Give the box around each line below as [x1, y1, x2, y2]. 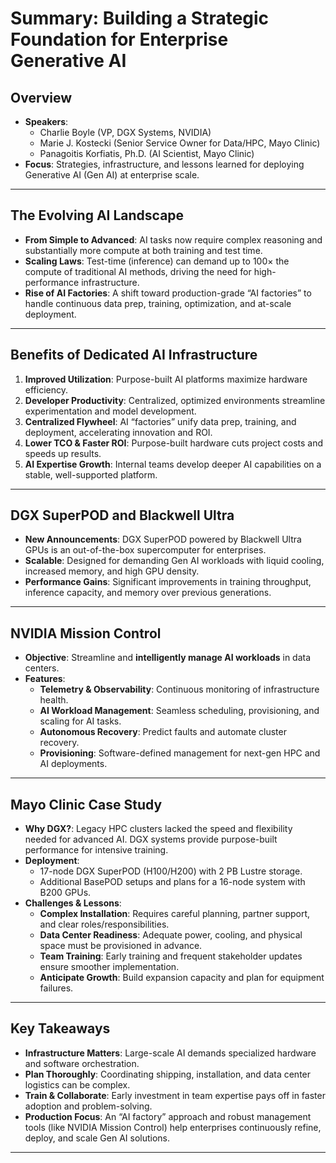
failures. [39, 982, 74, 994]
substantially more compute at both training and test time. [24, 244, 263, 256]
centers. [24, 662, 60, 674]
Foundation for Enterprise [10, 28, 229, 51]
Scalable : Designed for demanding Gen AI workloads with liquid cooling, [24, 555, 325, 567]
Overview [10, 89, 73, 106]
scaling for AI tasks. [39, 715, 122, 727]
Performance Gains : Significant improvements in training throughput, [24, 576, 312, 588]
